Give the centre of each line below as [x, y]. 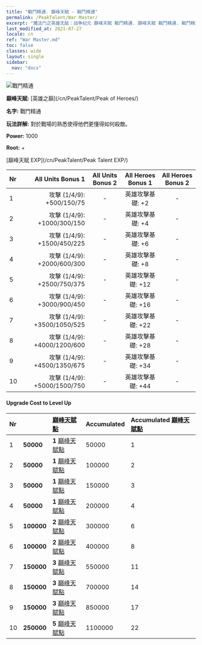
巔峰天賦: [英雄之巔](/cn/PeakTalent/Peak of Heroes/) [72, 98]
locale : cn [20, 34]
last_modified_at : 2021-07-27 [44, 29]
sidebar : [17, 62]
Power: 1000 [22, 136]
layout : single [25, 57]
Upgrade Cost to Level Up [39, 403]
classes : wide [24, 51]
